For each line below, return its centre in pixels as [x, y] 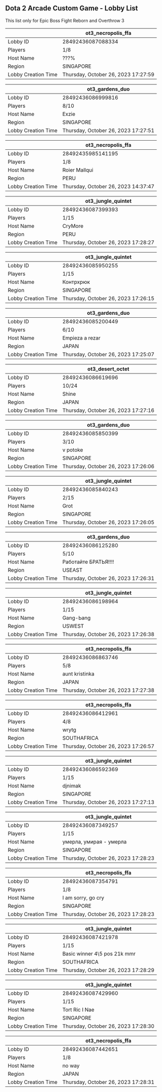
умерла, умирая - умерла [95, 842]
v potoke [73, 450]
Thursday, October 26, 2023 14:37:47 [109, 186]
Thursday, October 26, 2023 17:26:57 [109, 746]
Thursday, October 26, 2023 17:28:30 [109, 1026]
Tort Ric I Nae [78, 1010]
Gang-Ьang [76, 618]
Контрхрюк [76, 282]
